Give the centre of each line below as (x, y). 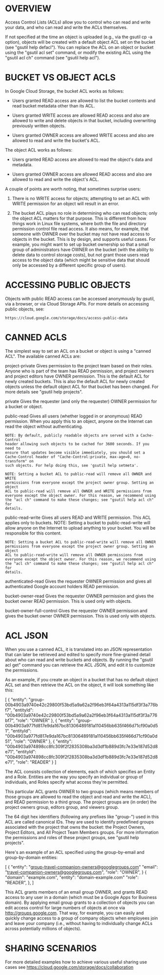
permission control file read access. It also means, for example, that (80, 229)
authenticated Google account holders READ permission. (62, 586)
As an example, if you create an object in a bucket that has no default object (82, 679)
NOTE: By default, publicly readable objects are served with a (72, 435)
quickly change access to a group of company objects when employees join (82, 918)
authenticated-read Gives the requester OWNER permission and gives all (78, 581)
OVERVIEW (28, 9)
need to (13, 448)
